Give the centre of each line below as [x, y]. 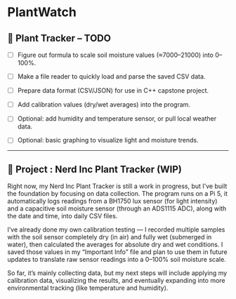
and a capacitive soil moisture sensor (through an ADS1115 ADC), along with [117, 208]
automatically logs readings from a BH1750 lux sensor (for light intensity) [112, 201]
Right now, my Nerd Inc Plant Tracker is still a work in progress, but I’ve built [117, 186]
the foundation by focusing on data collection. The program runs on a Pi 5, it [118, 194]
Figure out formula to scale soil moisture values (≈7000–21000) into [116, 55]
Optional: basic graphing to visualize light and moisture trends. [108, 140]
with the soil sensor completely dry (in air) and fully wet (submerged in [110, 237]
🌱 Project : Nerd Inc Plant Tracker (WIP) [95, 169]
